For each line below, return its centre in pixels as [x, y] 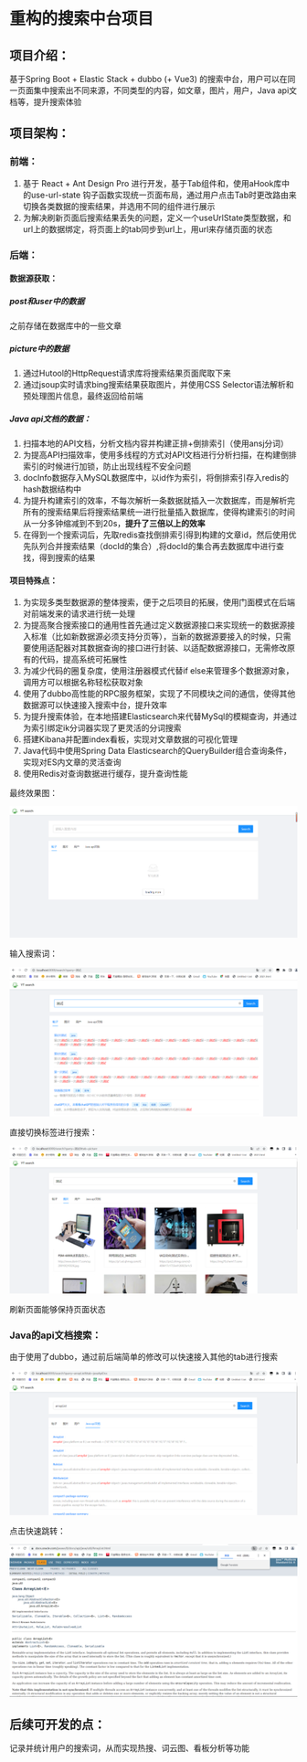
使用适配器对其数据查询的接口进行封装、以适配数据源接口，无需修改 [159, 648]
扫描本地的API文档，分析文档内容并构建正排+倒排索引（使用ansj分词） [156, 443]
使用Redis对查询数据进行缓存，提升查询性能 [106, 774]
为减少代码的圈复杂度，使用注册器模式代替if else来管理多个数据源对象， [158, 671]
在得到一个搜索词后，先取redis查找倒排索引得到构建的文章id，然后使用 [156, 535]
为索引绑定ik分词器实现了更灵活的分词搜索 [102, 728]
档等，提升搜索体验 [46, 102]
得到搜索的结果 [67, 557]
